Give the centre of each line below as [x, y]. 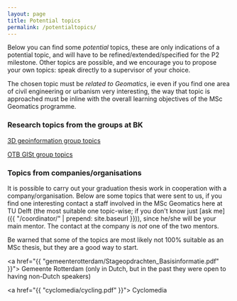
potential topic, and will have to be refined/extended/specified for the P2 [114, 55]
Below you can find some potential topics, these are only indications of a [114, 48]
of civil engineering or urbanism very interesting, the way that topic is [109, 91]
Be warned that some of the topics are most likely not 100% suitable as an [116, 240]
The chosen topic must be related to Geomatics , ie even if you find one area [118, 84]
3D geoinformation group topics [54, 140]
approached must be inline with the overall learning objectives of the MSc [115, 99]
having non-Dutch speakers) [49, 276]
